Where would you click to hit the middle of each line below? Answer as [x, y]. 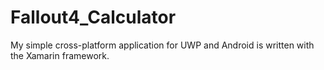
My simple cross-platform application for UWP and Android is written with [162, 45]
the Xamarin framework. [60, 55]
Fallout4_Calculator [93, 17]
